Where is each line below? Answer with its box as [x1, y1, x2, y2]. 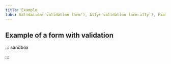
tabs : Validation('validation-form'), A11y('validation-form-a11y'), [5, 12, 156, 17]
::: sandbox [5, 44, 29, 51]
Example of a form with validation [5, 31, 113, 40]
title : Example [5, 7, 38, 13]
